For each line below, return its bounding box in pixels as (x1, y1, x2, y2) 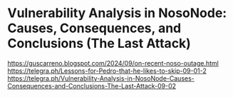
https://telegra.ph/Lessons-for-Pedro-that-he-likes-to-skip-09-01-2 (7, 66, 207, 75)
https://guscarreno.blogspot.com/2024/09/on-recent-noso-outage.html (7, 58, 219, 67)
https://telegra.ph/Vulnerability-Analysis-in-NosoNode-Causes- (7, 73, 195, 83)
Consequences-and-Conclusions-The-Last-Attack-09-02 (7, 81, 177, 90)
